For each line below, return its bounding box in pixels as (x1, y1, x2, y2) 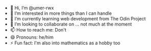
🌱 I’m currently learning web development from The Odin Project (10, 16, 146, 21)
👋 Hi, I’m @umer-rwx (10, 5, 54, 11)
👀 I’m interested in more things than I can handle (10, 10, 112, 16)
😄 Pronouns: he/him (10, 34, 54, 40)
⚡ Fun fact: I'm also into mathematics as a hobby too (10, 40, 121, 46)
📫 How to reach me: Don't (10, 27, 66, 33)
